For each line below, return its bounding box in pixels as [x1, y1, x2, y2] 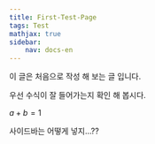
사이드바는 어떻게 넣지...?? [9, 125, 99, 137]
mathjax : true [9, 29, 62, 38]
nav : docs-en [25, 46, 74, 55]
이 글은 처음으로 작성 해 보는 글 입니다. [9, 72, 142, 82]
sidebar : [9, 37, 42, 47]
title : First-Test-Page [9, 12, 97, 22]
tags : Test [9, 21, 50, 30]
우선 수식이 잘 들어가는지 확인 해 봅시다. [9, 90, 146, 101]
